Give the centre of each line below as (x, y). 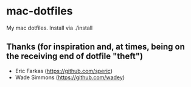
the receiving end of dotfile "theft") (75, 56)
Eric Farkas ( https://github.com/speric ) (64, 71)
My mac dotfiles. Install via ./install (50, 28)
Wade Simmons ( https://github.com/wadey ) (70, 77)
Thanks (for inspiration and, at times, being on (96, 47)
